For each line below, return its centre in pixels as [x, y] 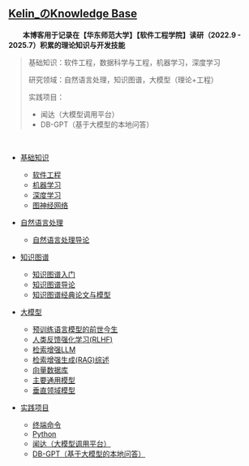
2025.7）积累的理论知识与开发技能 [67, 45]
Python [44, 433]
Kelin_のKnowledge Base [73, 14]
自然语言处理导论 [61, 240]
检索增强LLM [54, 349]
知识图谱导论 [54, 284]
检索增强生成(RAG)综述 [71, 359]
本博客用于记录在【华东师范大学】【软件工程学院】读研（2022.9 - [132, 35]
